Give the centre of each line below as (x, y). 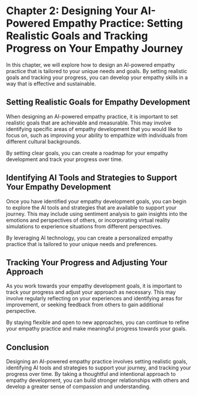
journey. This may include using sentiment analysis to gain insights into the (97, 214)
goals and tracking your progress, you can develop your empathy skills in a (97, 77)
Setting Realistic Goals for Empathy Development (98, 102)
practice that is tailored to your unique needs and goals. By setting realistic (97, 71)
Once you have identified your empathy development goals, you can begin (96, 201)
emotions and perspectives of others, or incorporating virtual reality (88, 220)
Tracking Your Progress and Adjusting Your (87, 262)
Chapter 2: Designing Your (72, 11)
